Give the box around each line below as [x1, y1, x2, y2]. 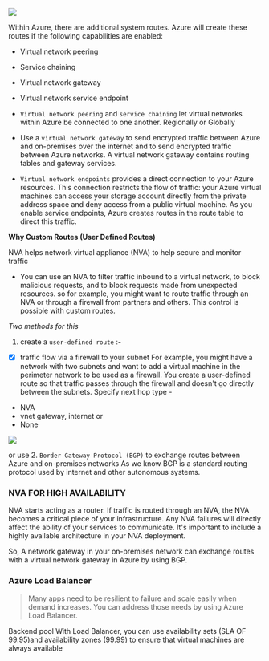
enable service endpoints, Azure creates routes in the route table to [19, 209, 243, 217]
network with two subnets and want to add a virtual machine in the [19, 362, 241, 371]
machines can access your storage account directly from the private [19, 191, 247, 201]
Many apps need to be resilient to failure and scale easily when [27, 594, 237, 603]
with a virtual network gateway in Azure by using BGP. [8, 555, 188, 565]
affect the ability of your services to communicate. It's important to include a [8, 522, 262, 533]
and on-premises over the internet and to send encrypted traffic [19, 141, 232, 151]
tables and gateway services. [19, 159, 118, 168]
